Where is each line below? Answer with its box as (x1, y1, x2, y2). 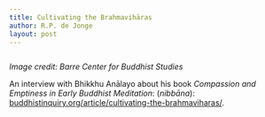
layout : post (9, 29, 58, 38)
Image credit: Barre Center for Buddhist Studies (9, 61, 183, 72)
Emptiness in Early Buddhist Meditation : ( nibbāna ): (9, 88, 195, 98)
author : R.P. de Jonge (9, 21, 93, 30)
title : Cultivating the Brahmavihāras (9, 12, 152, 22)
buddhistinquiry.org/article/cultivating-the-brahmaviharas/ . (9, 97, 224, 108)
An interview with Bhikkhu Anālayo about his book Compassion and (9, 79, 257, 90)
